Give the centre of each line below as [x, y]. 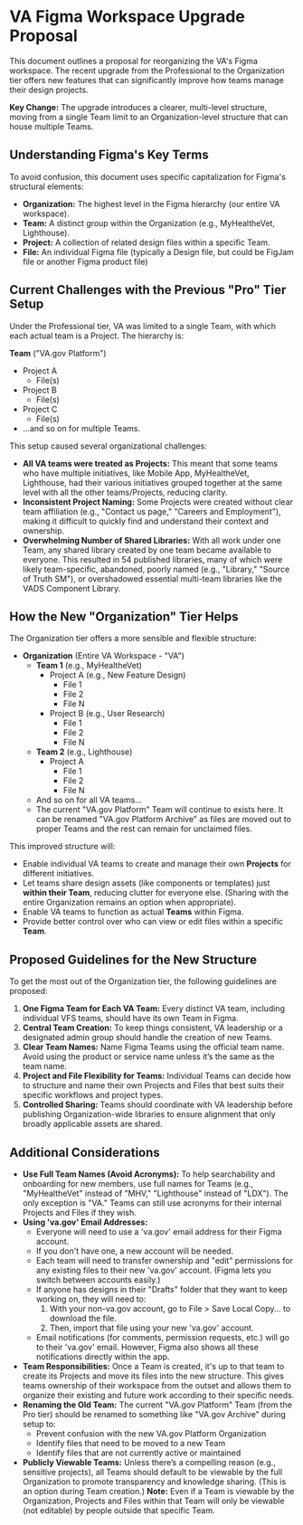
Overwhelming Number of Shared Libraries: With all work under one [151, 540]
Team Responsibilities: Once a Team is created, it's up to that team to [153, 1366]
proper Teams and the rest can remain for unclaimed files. [144, 829]
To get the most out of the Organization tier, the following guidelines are [143, 981]
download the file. [83, 1318]
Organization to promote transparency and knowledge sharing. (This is [154, 1482]
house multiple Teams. [52, 126]
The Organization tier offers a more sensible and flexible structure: [133, 639]
